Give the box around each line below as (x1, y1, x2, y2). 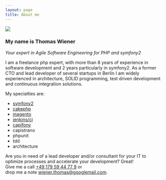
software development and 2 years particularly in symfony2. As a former (5, 65, 157, 71)
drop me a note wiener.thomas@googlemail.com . (5, 169, 108, 175)
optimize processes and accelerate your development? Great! (5, 158, 134, 164)
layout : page (5, 7, 33, 13)
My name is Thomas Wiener (5, 38, 76, 45)
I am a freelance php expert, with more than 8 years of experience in (5, 59, 148, 66)
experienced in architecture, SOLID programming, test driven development (5, 75, 161, 81)
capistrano (12, 127, 35, 133)
